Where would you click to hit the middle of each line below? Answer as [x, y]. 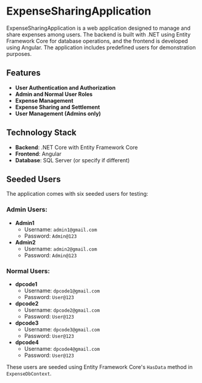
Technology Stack [41, 133]
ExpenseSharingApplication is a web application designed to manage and [98, 28]
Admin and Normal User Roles [54, 94]
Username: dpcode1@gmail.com [62, 291]
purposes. [19, 53]
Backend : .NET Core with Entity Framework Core [76, 147]
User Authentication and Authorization [65, 88]
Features [23, 73]
